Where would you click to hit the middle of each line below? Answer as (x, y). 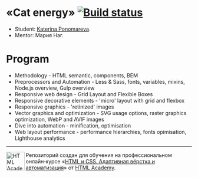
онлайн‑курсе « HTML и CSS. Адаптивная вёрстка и (90, 161)
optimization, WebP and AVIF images (59, 119)
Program (28, 59)
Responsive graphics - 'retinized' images (64, 107)
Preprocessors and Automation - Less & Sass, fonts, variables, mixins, (100, 81)
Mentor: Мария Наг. (39, 35)
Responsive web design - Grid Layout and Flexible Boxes (84, 94)
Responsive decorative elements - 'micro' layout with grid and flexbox (99, 100)
